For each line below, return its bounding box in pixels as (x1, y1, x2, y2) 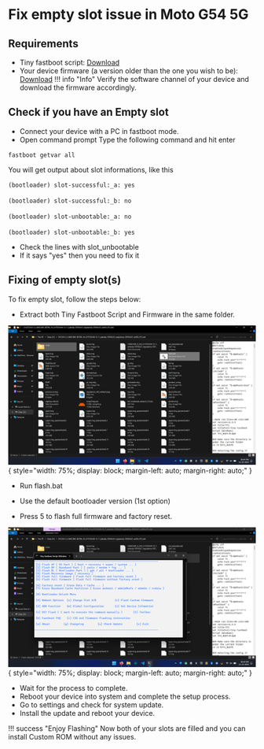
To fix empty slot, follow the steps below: (8, 294, 141, 304)
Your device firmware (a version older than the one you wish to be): (19, 66, 238, 76)
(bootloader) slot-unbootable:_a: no (8, 213, 132, 221)
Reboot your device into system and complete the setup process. (19, 692, 231, 701)
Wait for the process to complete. (19, 683, 128, 692)
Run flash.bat (19, 481, 63, 491)
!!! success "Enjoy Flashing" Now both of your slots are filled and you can (8, 723, 246, 733)
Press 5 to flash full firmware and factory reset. (19, 512, 173, 521)
